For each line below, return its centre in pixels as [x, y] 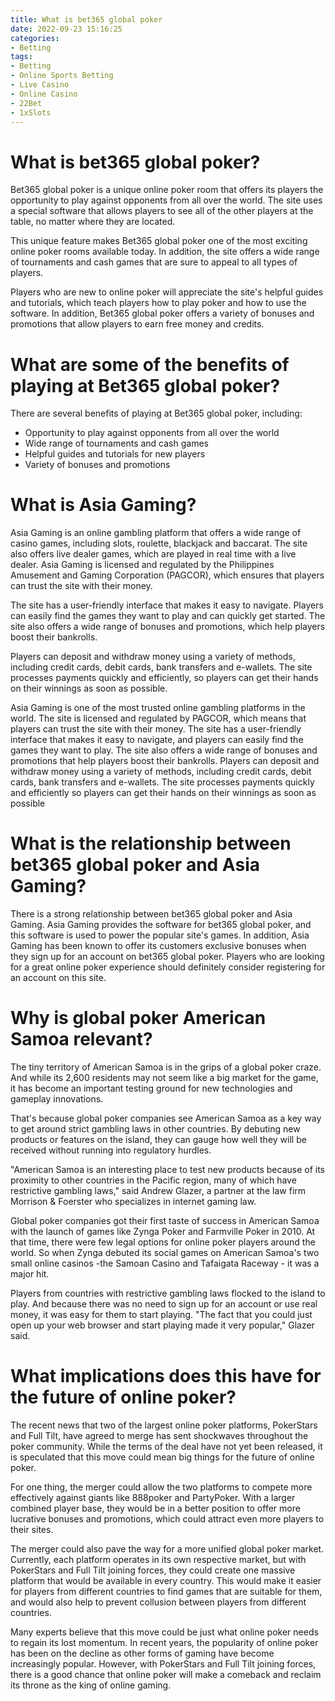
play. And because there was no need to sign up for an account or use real [164, 1304]
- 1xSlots [31, 112]
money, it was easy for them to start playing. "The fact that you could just [161, 1315]
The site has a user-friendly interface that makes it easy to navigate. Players [167, 605]
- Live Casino [40, 85]
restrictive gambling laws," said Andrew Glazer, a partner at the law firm [158, 1191]
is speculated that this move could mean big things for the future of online [162, 1457]
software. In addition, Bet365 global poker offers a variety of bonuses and [162, 313]
